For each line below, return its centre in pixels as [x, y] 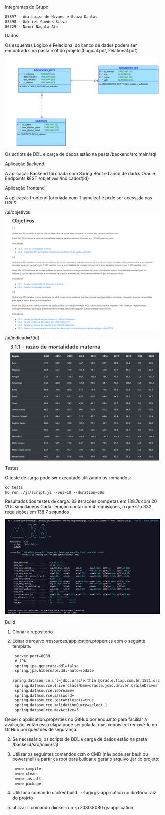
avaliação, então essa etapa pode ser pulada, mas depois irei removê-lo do [81, 724]
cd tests [14, 487]
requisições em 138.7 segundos [37, 512]
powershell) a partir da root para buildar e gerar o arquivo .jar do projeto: [86, 759]
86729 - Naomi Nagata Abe [31, 27]
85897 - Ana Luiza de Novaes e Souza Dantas [51, 17]
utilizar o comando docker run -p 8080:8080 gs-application [73, 807]
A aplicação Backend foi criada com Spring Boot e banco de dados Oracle [80, 173]
